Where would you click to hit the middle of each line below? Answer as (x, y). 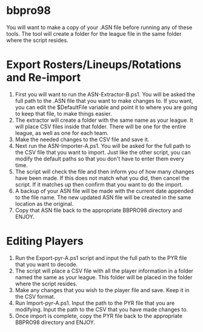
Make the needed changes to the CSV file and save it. (82, 139)
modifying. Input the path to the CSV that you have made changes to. (101, 309)
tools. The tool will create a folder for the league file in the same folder (94, 33)
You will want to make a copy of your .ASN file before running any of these (99, 27)
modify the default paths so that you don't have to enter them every (100, 159)
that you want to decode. (46, 264)
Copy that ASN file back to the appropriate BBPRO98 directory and (98, 210)
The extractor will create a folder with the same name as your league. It (104, 120)
